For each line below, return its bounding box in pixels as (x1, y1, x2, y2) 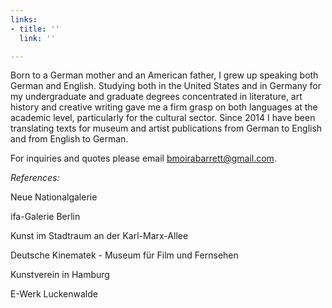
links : (10, 14, 38, 25)
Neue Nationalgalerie (10, 191, 98, 203)
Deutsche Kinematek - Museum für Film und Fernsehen (10, 249, 239, 261)
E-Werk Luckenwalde (10, 288, 98, 300)
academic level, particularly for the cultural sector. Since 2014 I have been (10, 112, 316, 124)
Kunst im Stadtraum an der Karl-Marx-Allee (10, 230, 189, 242)
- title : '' (10, 24, 60, 34)
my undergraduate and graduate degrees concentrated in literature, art (10, 91, 303, 103)
